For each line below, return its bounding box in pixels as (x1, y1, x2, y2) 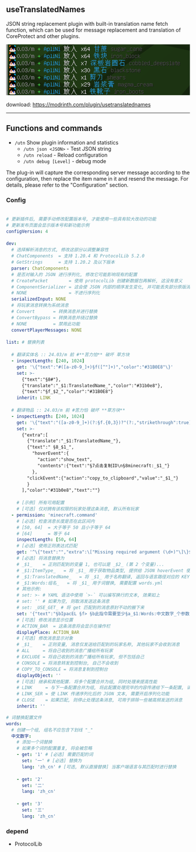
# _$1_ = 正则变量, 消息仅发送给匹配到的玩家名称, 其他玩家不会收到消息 (16, 641, 180, 648)
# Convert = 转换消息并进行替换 (11, 309, 98, 315)
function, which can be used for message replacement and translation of (6, 26, 181, 33)
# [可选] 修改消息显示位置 (16, 617, 73, 623)
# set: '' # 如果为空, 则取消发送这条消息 (16, 599, 110, 605)
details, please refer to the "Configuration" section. (6, 181, 129, 188)
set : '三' (21, 807, 45, 813)
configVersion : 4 (6, 228, 48, 234)
